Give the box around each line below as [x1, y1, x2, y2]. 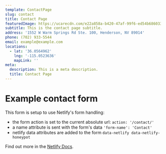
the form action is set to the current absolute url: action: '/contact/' [12, 119, 154, 125]
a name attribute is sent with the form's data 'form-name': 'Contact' [12, 124, 152, 130]
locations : [5, 44, 28, 49]
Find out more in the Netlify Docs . [5, 143, 74, 149]
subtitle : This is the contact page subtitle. [5, 26, 103, 31]
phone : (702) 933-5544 [5, 35, 52, 40]
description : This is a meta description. [9, 67, 98, 72]
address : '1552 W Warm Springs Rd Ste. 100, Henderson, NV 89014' [5, 30, 145, 35]
